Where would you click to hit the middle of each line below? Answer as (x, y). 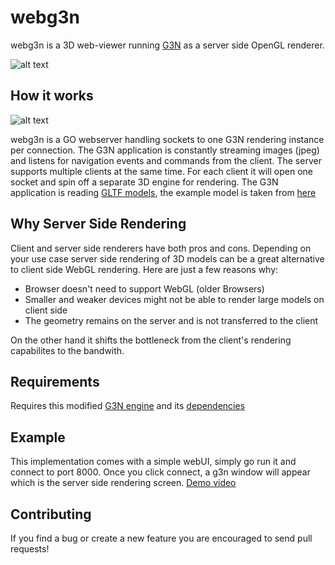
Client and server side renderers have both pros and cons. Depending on (161, 248)
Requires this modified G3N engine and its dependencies (128, 406)
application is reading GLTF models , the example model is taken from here (163, 192)
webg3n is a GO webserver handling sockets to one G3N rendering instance (167, 139)
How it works (52, 96)
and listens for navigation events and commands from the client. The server (166, 160)
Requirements (55, 381)
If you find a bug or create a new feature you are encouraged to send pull (161, 538)
